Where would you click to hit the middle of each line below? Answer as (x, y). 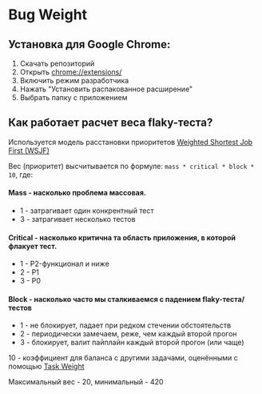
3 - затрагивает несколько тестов (77, 219)
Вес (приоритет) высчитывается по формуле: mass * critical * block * (131, 166)
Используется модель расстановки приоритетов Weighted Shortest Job (131, 142)
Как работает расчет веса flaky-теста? (111, 123)
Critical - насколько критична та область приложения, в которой (122, 237)
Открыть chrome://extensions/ (71, 72)
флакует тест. (33, 246)
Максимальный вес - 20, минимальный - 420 (86, 382)
